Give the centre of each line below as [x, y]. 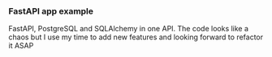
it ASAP [21, 46]
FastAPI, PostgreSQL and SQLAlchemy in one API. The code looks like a [129, 29]
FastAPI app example [51, 11]
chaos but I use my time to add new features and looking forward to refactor [136, 37]
